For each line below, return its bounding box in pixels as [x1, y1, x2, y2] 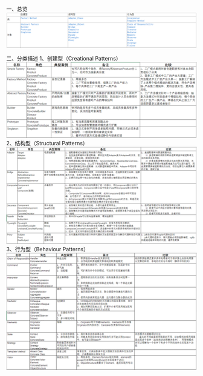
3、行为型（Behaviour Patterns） [6, 246, 89, 253]
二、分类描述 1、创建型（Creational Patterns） [6, 54, 122, 62]
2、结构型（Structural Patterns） [6, 140, 89, 147]
